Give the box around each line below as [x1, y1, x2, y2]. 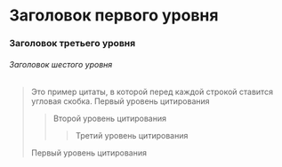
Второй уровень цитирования [52, 113, 167, 124]
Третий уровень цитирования [75, 131, 189, 141]
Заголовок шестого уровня [9, 59, 113, 69]
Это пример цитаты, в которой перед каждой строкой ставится [30, 86, 274, 98]
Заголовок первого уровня [9, 5, 219, 26]
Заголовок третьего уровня [9, 37, 136, 50]
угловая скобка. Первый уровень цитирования [30, 96, 211, 107]
